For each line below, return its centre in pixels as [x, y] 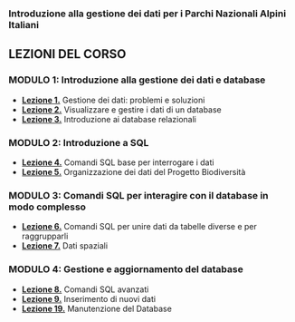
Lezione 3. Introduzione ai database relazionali [109, 119]
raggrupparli [45, 236]
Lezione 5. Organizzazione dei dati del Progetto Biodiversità [133, 171]
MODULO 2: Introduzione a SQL [79, 142]
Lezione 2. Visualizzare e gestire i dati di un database [122, 109]
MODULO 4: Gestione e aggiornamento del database [126, 269]
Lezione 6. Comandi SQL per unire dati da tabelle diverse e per [139, 227]
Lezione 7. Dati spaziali [65, 246]
